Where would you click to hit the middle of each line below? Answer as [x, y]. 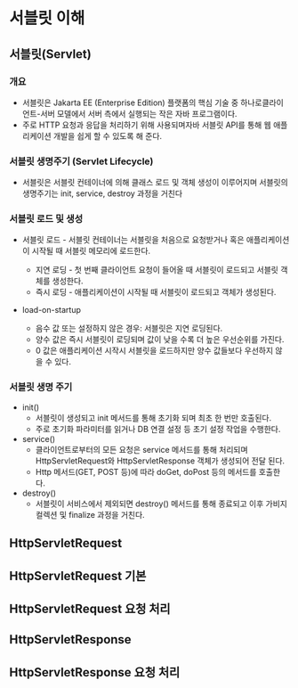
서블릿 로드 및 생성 [46, 219]
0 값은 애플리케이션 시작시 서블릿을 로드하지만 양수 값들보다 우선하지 [154, 351]
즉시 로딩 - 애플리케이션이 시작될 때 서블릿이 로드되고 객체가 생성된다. [156, 292]
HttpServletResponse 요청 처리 [95, 672]
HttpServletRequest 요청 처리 [90, 608]
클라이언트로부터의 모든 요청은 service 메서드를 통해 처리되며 [141, 449]
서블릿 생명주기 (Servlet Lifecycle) [81, 161]
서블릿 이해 [47, 18]
